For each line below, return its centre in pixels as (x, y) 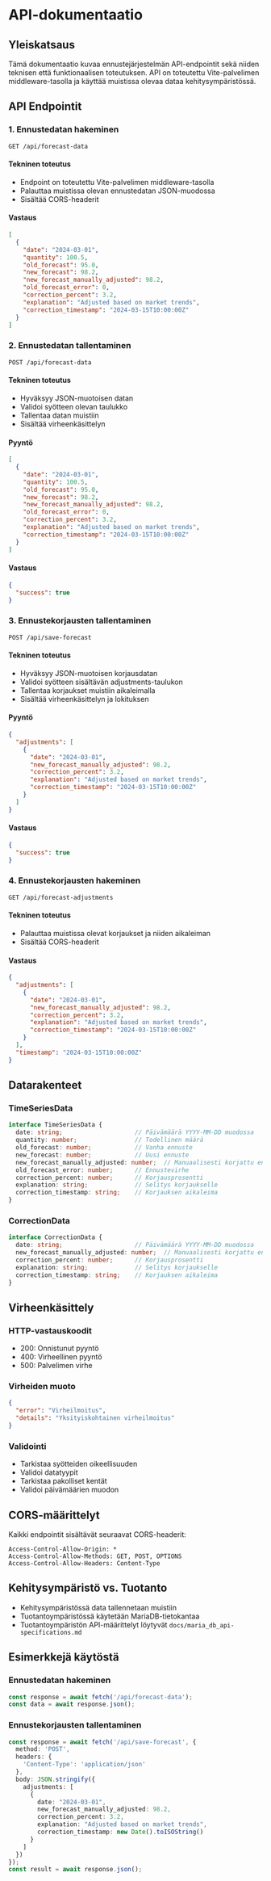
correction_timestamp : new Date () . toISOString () (121, 1832)
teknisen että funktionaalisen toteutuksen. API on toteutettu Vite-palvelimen (134, 73)
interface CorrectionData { (56, 1237)
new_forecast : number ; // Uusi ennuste (102, 1155)
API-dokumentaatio (76, 15)
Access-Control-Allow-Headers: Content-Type (84, 1564)
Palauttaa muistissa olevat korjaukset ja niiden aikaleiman (115, 934)
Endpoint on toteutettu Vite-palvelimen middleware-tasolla (117, 182)
